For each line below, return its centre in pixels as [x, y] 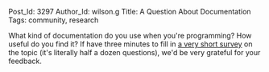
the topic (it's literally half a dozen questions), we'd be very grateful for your [134, 52]
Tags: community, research [54, 20]
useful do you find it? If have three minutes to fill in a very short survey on [130, 44]
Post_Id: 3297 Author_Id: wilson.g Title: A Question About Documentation [130, 12]
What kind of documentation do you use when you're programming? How [130, 36]
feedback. [25, 61]
